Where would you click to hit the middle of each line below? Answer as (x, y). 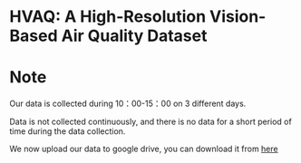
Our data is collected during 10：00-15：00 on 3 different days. (128, 104)
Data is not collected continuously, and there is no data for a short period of (150, 122)
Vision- (238, 17)
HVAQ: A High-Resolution (108, 17)
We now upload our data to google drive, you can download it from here (144, 149)
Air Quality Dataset (134, 36)
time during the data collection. (68, 131)
